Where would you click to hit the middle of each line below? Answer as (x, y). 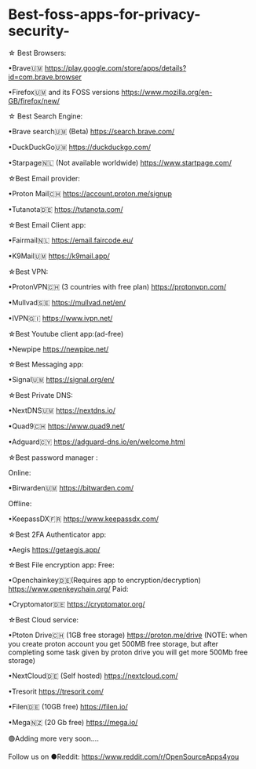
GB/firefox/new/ (34, 100)
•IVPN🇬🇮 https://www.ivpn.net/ (60, 318)
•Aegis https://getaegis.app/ (54, 549)
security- (39, 31)
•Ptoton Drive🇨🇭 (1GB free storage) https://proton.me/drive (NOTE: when (128, 635)
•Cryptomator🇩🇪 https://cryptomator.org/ (77, 604)
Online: (20, 472)
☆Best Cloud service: (44, 620)
